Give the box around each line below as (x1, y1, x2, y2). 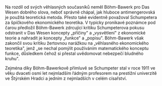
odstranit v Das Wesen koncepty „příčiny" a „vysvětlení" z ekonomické (5, 30, 146, 35)
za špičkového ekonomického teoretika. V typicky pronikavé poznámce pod (5, 19, 156, 25)
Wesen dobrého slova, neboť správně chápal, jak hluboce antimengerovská (5, 9, 156, 15)
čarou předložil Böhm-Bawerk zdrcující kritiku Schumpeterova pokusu (5, 25, 145, 31)
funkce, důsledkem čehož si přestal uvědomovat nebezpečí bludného (5, 51, 144, 56)
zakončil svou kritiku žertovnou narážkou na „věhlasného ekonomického (5, 40, 149, 46)
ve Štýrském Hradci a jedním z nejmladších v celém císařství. (5, 75, 127, 81)
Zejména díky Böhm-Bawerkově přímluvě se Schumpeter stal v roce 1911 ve (5, 65, 156, 71)
